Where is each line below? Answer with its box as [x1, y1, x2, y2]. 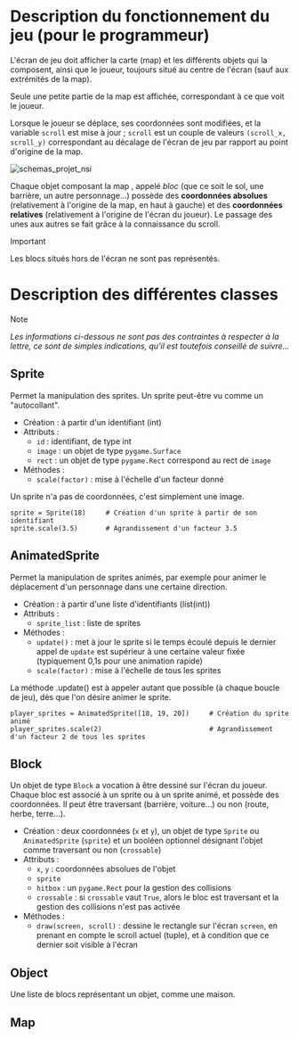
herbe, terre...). [10, 809, 66, 820]
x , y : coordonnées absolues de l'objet [36, 863, 176, 875]
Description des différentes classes [10, 284, 278, 305]
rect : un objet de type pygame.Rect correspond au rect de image [36, 455, 271, 465]
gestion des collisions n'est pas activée [36, 902, 181, 912]
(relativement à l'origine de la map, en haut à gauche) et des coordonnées [10, 199, 283, 210]
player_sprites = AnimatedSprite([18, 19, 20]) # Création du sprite [10, 709, 290, 718]
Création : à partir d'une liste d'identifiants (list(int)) [22, 598, 211, 609]
